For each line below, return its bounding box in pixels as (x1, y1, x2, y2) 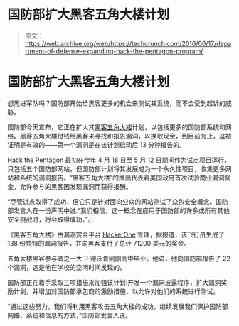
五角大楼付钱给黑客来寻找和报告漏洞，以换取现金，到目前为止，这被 (31, 131, 232, 140)
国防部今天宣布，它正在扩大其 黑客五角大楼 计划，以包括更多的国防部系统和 (7, 122, 225, 131)
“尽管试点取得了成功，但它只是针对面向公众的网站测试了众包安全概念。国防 (7, 197, 229, 206)
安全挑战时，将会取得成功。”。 (7, 214, 95, 224)
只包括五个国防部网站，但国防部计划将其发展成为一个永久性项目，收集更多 (7, 164, 225, 173)
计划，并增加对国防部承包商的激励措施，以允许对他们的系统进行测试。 (13, 287, 219, 295)
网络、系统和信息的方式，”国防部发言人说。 (7, 310, 132, 320)
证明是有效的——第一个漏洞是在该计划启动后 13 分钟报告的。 (7, 140, 186, 149)
